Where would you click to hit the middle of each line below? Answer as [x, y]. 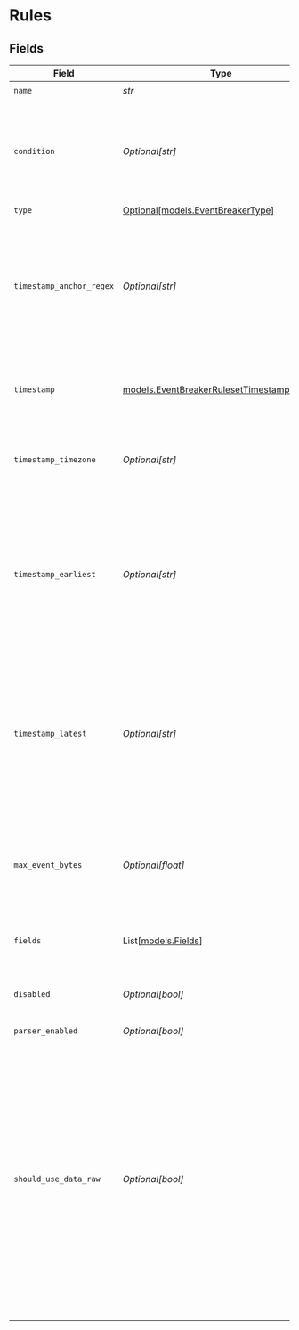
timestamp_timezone [55, 460]
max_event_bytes [48, 865]
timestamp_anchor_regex [64, 286]
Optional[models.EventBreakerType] [199, 210]
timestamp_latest [50, 734]
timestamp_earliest [55, 574]
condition [34, 151]
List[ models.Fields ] [163, 941]
